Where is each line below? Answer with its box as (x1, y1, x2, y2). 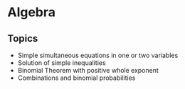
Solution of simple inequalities (17, 59, 106, 67)
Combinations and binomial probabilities (17, 73, 136, 82)
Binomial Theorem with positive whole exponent (17, 66, 159, 74)
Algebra (7, 4, 55, 20)
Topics (7, 32, 38, 44)
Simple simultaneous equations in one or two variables (17, 51, 179, 59)
